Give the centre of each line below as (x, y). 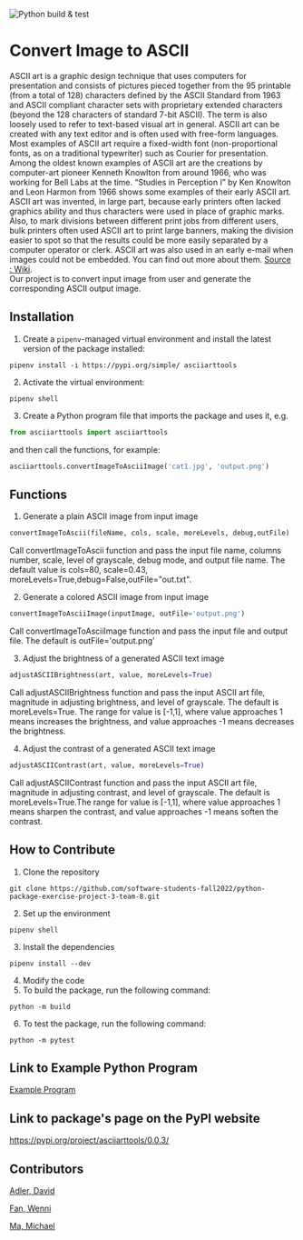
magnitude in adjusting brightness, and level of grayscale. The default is (144, 702)
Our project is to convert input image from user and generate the (130, 278)
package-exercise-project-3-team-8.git (85, 896)
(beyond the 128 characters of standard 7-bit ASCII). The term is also (138, 115)
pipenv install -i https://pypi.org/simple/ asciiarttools (123, 365)
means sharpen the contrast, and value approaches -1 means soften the (144, 811)
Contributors (47, 1169)
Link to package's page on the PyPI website (135, 1118)
